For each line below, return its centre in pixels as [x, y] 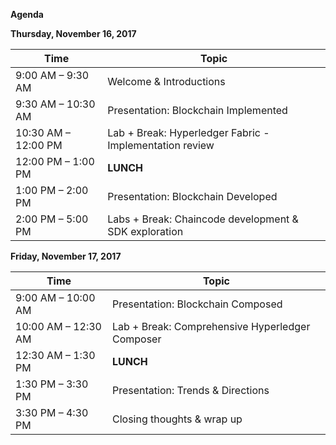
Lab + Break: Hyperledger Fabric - [188, 132]
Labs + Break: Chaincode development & [203, 219]
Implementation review [161, 145]
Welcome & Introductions [166, 81]
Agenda [27, 14]
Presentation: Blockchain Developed [192, 196]
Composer [136, 339]
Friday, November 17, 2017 [66, 256]
